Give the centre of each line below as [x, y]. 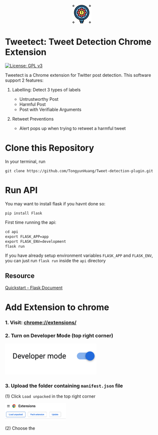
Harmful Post [33, 104]
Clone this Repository [50, 148]
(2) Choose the [20, 428]
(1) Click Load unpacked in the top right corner [50, 397]
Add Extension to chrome [57, 307]
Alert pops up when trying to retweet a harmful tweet [72, 128]
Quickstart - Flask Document [34, 288]
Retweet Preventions [33, 119]
